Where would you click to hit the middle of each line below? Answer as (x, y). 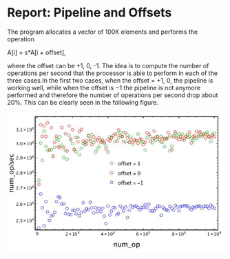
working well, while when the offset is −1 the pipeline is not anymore (104, 87)
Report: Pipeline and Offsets (90, 13)
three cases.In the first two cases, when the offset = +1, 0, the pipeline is (110, 80)
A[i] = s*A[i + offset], (37, 52)
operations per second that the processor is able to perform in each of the (113, 73)
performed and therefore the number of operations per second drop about (113, 95)
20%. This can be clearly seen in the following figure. (83, 102)
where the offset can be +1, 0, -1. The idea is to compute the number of (108, 65)
